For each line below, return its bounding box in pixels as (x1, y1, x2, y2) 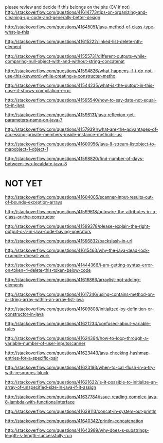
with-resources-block (5, 369, 49, 375)
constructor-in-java (5, 311, 44, 317)
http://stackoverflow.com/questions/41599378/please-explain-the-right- (5, 223, 150, 229)
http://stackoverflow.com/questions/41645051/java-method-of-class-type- (5, 24, 156, 30)
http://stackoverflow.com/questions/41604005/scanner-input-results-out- (5, 194, 154, 200)
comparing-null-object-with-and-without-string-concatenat (5, 59, 125, 64)
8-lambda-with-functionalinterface (5, 399, 75, 404)
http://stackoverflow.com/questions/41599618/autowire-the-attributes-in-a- (5, 208, 157, 214)
